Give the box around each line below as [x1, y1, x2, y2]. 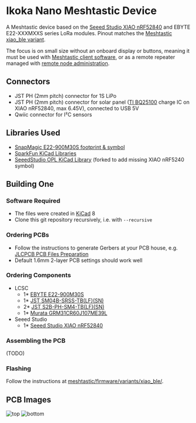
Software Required [6, 196, 60, 204]
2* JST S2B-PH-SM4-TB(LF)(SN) [23, 303, 105, 310]
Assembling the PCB [6, 336, 66, 344]
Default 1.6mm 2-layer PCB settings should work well [14, 257, 143, 264]
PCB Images [6, 394, 51, 405]
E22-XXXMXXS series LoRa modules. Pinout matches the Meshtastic [6, 29, 173, 36]
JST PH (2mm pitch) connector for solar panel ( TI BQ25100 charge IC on [14, 98, 190, 105]
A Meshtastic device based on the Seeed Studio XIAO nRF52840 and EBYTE [6, 23, 191, 30]
